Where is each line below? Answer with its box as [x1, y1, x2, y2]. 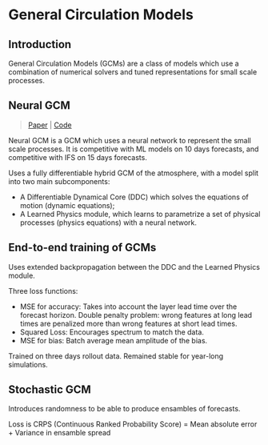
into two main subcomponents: [8, 176, 110, 186]
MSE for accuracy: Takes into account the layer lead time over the [19, 302, 238, 311]
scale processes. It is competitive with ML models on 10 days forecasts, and [8, 144, 259, 154]
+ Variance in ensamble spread [8, 428, 111, 438]
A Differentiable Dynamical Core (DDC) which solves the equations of [19, 192, 250, 202]
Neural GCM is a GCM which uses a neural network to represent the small [8, 135, 252, 145]
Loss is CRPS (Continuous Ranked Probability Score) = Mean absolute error [8, 419, 258, 429]
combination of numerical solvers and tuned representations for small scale [8, 67, 258, 77]
